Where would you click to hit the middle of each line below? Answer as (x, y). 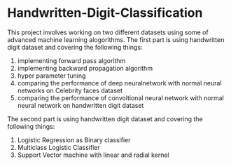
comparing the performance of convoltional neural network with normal (120, 98)
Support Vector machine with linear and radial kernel (93, 155)
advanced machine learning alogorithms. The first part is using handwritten (116, 39)
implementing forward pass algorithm (71, 60)
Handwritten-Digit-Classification (105, 13)
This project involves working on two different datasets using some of (108, 32)
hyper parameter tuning (51, 76)
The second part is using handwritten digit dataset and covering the (105, 119)
